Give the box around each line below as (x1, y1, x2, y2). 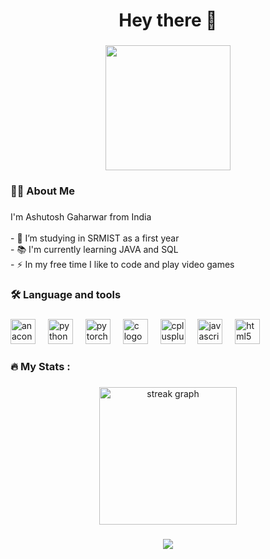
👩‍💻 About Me (10, 184, 75, 198)
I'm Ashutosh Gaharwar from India (10, 210, 152, 223)
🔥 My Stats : (10, 359, 71, 373)
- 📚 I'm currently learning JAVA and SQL (10, 243, 179, 255)
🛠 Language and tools (10, 287, 122, 301)
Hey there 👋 (118, 9, 218, 32)
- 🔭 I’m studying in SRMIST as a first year (10, 232, 180, 244)
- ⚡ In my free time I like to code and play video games (10, 258, 235, 270)
